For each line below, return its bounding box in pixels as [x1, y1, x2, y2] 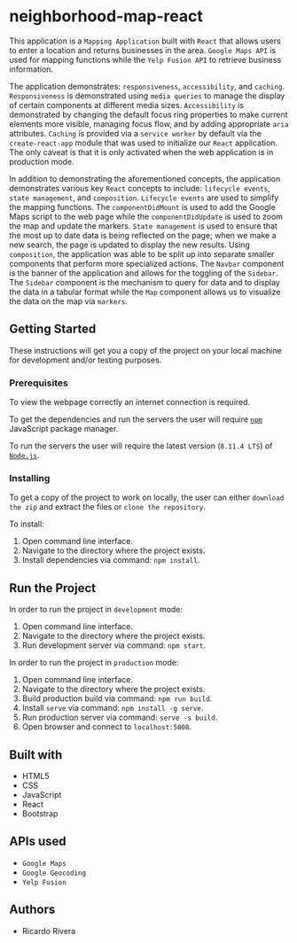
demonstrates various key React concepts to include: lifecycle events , [9, 183, 270, 193]
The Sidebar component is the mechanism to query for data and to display [9, 277, 281, 287]
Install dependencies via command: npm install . [21, 555, 200, 565]
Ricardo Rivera [21, 925, 76, 936]
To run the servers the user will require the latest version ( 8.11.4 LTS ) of [9, 440, 273, 451]
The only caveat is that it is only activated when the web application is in [9, 146, 274, 157]
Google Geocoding [21, 869, 87, 877]
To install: [9, 518, 44, 529]
